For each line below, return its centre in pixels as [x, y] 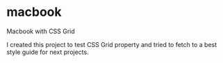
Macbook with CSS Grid [41, 31]
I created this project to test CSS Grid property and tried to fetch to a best [112, 44]
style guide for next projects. [48, 52]
